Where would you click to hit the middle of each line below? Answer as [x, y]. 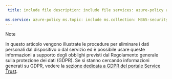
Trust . [12, 71]
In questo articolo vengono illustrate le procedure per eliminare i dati [77, 44]
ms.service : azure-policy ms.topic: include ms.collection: [71, 19]
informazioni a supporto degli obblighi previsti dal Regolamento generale [82, 55]
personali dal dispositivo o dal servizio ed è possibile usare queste [75, 50]
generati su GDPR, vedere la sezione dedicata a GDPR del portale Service [83, 66]
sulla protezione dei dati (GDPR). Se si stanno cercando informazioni [78, 61]
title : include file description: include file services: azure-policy [85, 10]
